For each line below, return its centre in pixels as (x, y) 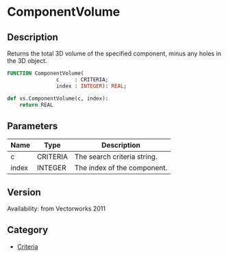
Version (24, 192)
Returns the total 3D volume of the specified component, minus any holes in (114, 53)
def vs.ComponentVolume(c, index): (58, 98)
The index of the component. (121, 168)
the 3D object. (27, 61)
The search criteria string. (116, 157)
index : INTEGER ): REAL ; (91, 86)
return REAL (36, 105)
